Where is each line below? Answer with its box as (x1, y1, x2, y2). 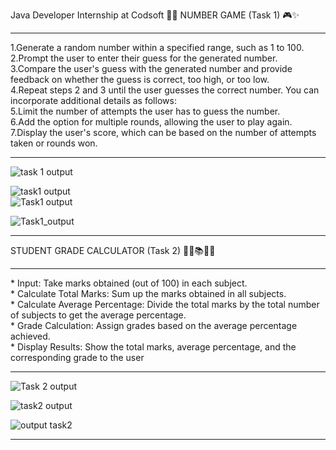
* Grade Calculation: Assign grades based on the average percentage (10, 320, 298, 331)
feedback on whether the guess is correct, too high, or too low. (10, 74, 270, 85)
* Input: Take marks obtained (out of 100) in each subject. (10, 277, 248, 289)
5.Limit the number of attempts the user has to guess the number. (10, 105, 281, 117)
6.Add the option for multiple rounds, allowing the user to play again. (10, 116, 293, 128)
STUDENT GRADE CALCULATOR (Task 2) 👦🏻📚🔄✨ (10, 245, 216, 256)
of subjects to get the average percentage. (10, 309, 187, 321)
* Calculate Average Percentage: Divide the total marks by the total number (10, 299, 320, 310)
